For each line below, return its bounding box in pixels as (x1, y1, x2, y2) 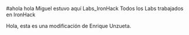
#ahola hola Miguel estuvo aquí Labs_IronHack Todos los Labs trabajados (6, 5, 184, 12)
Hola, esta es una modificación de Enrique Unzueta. (6, 23, 132, 29)
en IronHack (6, 11, 36, 18)
